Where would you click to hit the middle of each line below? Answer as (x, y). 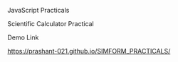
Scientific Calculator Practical (51, 24)
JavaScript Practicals (38, 10)
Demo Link (23, 37)
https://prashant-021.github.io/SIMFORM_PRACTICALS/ (89, 51)
